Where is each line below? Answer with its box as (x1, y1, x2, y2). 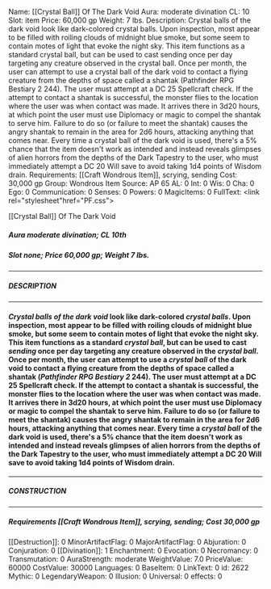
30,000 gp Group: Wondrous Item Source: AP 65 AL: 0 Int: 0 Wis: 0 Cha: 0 (8, 179, 255, 188)
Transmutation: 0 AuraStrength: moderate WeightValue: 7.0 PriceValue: (8, 554, 244, 564)
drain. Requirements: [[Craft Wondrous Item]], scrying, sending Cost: (8, 170, 238, 179)
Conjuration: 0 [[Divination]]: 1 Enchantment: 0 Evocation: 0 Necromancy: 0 (8, 545, 259, 556)
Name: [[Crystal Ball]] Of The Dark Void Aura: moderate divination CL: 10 (8, 7, 250, 16)
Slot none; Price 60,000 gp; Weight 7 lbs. (8, 250, 150, 259)
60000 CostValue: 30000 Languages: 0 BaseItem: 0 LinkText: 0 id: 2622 (8, 563, 249, 573)
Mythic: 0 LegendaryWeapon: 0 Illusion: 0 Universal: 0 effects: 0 (8, 571, 223, 581)
